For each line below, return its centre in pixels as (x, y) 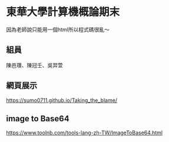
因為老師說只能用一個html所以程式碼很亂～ (58, 29)
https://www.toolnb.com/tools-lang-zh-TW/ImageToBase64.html (84, 133)
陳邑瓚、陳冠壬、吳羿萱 (34, 65)
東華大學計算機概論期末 (63, 12)
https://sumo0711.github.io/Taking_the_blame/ (62, 100)
